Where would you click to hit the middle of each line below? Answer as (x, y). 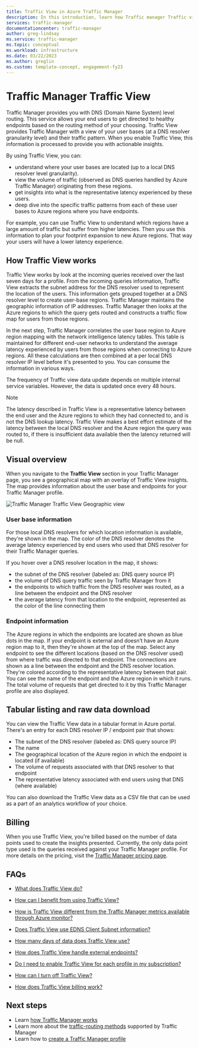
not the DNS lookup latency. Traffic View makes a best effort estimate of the (99, 422)
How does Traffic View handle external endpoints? (76, 952)
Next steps (27, 1006)
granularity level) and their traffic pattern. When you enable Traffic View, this (99, 138)
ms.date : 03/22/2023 (32, 56)
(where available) (36, 786)
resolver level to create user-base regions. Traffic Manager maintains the (95, 300)
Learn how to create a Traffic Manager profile (70, 1038)
